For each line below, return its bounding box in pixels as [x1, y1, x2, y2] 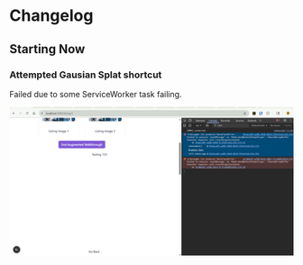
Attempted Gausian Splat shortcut [9, 69, 162, 81]
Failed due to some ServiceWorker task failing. [9, 88, 182, 99]
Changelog [9, 5, 94, 26]
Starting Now [9, 41, 86, 57]
